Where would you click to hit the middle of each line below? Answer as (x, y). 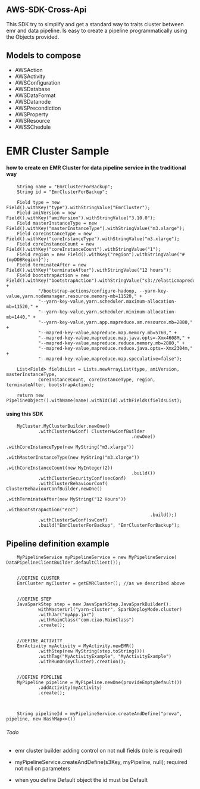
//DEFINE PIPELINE (40, 678)
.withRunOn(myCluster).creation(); (82, 662)
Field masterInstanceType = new (57, 223)
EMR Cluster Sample (58, 151)
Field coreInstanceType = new (54, 234)
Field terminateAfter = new (51, 265)
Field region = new (41, 255)
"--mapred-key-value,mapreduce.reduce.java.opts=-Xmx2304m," (115, 349)
